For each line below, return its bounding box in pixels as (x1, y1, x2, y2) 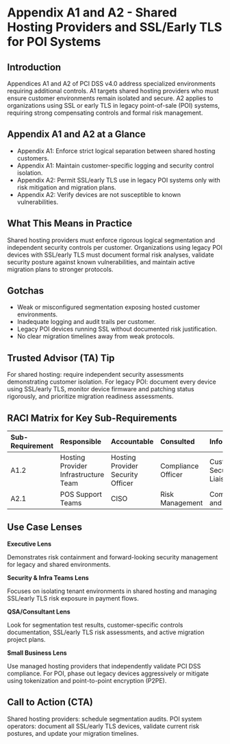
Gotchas (7, 285, 44, 297)
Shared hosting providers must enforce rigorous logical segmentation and (7, 235, 216, 244)
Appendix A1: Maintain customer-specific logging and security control (16, 161, 214, 170)
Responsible (60, 437, 101, 447)
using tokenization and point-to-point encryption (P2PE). (7, 676, 167, 684)
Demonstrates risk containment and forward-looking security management (7, 553, 218, 561)
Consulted (159, 437, 195, 447)
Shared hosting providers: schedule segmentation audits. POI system (7, 714, 202, 723)
